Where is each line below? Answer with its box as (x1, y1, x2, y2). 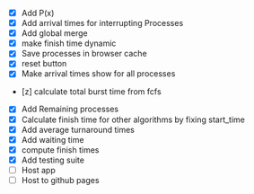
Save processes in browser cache (21, 48, 147, 59)
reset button (21, 58, 67, 69)
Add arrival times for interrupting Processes (21, 18, 184, 29)
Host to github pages (21, 174, 100, 185)
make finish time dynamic (21, 38, 117, 48)
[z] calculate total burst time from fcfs (21, 86, 162, 97)
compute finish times (21, 144, 100, 155)
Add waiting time (21, 134, 84, 145)
